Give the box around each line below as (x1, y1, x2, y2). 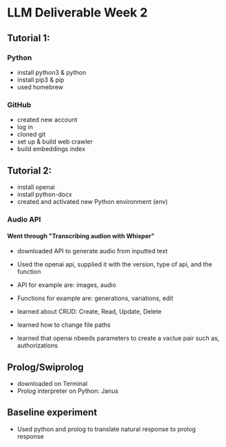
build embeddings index (16, 145, 86, 153)
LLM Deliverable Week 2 (7, 5, 148, 21)
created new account (16, 115, 78, 124)
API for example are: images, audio (16, 281, 117, 289)
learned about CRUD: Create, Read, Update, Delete (16, 308, 162, 316)
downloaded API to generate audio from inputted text (16, 247, 168, 255)
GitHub (7, 100, 32, 109)
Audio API (7, 214, 41, 224)
